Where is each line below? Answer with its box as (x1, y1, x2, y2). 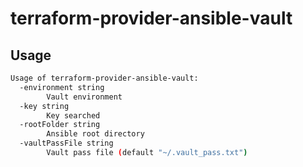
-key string (19, 101, 70, 111)
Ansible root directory (46, 129, 145, 139)
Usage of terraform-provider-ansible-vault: (10, 73, 199, 83)
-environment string (19, 82, 105, 92)
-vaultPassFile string (19, 138, 114, 149)
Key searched (46, 110, 101, 121)
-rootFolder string (19, 120, 101, 130)
